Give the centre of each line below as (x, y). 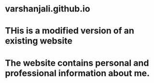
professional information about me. (77, 73)
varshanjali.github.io (48, 9)
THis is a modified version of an (70, 31)
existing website (39, 41)
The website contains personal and (77, 63)
